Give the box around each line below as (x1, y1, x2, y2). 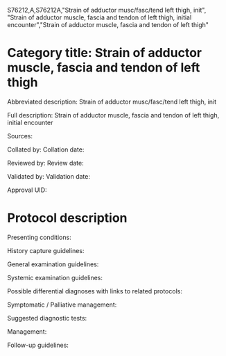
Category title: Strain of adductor (7, 45, 202, 61)
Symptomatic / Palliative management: (7, 300, 117, 309)
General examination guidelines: (7, 260, 99, 268)
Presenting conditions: (7, 233, 71, 241)
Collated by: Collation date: (7, 145, 85, 154)
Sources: (7, 131, 33, 140)
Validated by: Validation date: (7, 172, 90, 180)
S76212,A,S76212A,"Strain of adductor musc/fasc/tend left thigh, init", (7, 6, 207, 14)
